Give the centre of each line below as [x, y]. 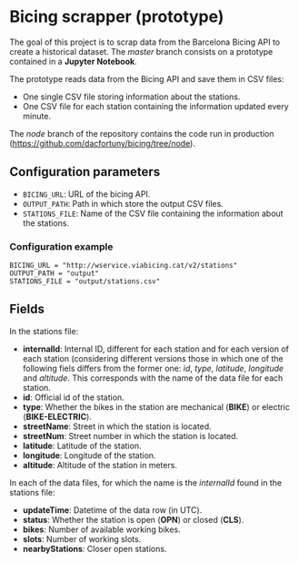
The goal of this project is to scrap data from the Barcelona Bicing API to [145, 42]
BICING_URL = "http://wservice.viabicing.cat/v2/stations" [124, 266]
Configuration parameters [85, 172]
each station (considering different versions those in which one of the [153, 358]
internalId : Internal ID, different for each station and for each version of [155, 349]
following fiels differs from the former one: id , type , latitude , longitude [153, 368]
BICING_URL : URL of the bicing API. [86, 194]
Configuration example [61, 246]
